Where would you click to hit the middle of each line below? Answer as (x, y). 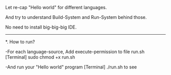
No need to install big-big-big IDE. (41, 27)
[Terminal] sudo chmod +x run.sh (40, 57)
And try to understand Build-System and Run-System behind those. (76, 17)
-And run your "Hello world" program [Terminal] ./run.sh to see (71, 67)
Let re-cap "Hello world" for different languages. (56, 7)
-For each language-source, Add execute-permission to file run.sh (75, 52)
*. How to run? (20, 42)
